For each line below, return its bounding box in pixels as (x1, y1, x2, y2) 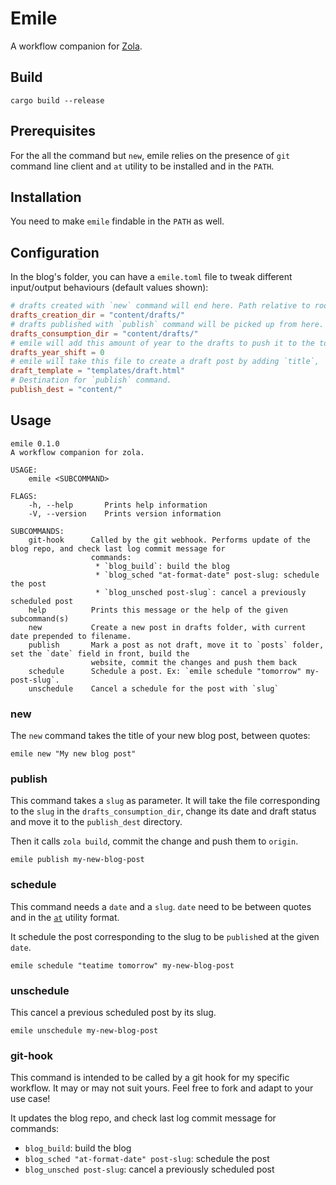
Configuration (10, 244, 100, 261)
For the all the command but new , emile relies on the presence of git (10, 149, 291, 161)
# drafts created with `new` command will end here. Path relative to (10, 301, 311, 311)
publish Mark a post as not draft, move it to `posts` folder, (28, 640, 325, 650)
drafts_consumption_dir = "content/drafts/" (10, 328, 199, 339)
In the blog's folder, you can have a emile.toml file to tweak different (10, 271, 293, 283)
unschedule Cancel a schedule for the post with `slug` (28, 683, 280, 694)
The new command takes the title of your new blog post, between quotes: (10, 730, 311, 742)
